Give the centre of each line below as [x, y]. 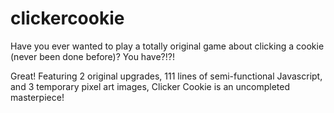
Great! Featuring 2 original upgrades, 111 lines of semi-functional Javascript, [166, 76]
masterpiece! [37, 97]
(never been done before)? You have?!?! [92, 56]
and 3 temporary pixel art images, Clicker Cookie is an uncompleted [150, 86]
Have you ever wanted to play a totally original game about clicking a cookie [167, 46]
